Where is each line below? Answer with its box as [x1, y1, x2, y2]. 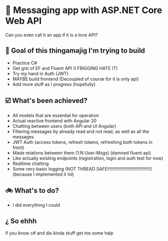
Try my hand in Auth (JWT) [12, 70, 69, 76]
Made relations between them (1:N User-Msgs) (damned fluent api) [12, 149, 151, 155]
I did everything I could [12, 202, 60, 208]
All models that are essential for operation [12, 112, 99, 118]
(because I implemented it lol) [12, 171, 74, 177]
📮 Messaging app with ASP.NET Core [5, 5, 162, 16]
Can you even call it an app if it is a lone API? [5, 32, 98, 38]
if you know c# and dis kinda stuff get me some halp [5, 230, 114, 236]
